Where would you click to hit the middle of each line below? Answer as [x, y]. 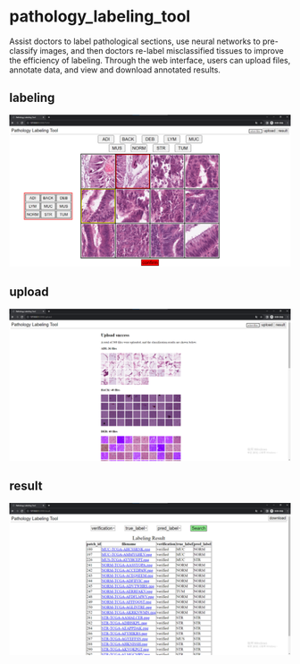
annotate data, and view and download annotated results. [115, 70]
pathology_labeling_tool [100, 17]
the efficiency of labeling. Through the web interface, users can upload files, [150, 60]
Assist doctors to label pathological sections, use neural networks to [135, 41]
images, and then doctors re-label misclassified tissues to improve [162, 50]
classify [24, 50]
